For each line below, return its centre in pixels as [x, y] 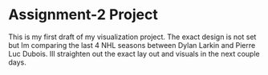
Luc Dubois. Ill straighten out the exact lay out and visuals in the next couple [134, 53]
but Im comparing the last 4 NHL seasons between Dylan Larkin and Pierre [132, 45]
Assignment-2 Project [83, 15]
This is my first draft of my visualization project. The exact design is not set [132, 37]
